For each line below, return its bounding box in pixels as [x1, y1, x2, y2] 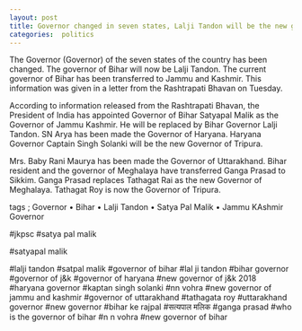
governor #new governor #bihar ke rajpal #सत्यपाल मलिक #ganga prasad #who [9, 301, 292, 312]
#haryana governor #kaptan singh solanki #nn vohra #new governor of [9, 283, 272, 293]
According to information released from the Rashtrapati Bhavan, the [9, 100, 260, 111]
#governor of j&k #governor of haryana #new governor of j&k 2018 [9, 273, 257, 283]
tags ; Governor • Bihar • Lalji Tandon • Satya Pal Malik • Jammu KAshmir [9, 202, 284, 213]
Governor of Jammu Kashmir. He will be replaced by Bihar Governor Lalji [9, 119, 278, 130]
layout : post [9, 13, 58, 22]
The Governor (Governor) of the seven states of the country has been [9, 55, 268, 65]
